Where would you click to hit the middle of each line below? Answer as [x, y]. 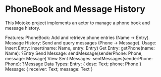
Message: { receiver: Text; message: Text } [49, 69]
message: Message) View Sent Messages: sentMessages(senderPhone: [79, 58]
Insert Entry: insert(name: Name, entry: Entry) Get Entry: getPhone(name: [80, 48]
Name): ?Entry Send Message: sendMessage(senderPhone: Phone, [74, 53]
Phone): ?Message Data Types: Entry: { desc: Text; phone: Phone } [73, 64]
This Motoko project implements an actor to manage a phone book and [78, 23]
